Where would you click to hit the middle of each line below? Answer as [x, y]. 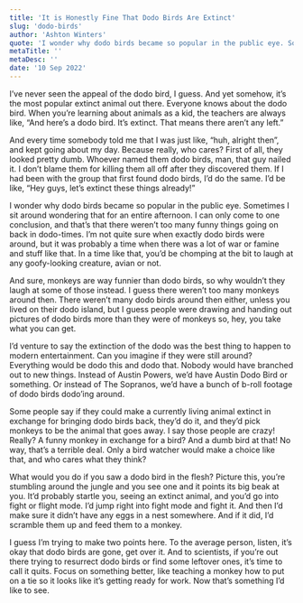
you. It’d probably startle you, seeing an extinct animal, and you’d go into [144, 496]
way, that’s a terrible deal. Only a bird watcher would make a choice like [142, 450]
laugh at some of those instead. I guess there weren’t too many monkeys [144, 290]
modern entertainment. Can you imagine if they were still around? [131, 355]
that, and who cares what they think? [78, 459]
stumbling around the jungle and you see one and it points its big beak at [144, 486]
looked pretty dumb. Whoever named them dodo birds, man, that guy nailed [150, 159]
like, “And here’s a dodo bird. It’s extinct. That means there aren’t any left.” [147, 122]
